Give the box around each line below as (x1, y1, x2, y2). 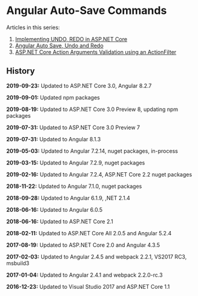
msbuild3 (6, 259, 30, 267)
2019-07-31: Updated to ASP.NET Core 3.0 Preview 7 (6, 124, 140, 131)
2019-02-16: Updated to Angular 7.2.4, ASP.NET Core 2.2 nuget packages (6, 170, 193, 178)
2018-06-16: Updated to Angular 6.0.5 (6, 206, 103, 213)
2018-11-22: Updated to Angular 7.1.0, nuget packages (6, 183, 142, 190)
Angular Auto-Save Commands (6, 4, 167, 18)
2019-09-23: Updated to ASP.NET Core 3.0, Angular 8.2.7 (6, 82, 152, 89)
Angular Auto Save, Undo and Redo (15, 42, 104, 49)
